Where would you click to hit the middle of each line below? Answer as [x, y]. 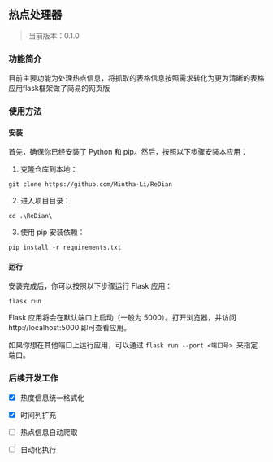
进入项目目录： [45, 201]
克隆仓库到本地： [49, 169]
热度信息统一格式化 [52, 398]
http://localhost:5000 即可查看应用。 [70, 328]
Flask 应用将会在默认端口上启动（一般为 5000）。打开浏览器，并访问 [123, 318]
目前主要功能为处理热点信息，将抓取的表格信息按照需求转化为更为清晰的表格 [136, 78]
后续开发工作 [34, 378]
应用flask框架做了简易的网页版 [59, 89]
